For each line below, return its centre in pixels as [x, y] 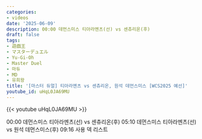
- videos [17, 18]
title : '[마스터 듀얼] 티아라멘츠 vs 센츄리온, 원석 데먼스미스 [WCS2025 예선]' [97, 86]
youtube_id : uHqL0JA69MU [38, 92]
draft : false [23, 35]
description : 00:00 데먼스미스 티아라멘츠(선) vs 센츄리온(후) [78, 29]
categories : [21, 12]
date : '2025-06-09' [31, 23]
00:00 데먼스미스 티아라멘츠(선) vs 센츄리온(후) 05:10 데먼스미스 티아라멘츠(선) [102, 122]
